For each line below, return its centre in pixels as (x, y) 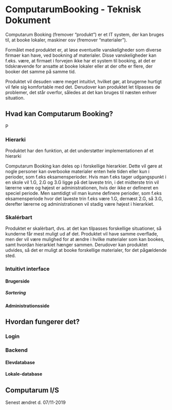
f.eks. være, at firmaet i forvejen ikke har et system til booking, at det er (81, 60)
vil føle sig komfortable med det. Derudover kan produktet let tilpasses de (83, 87)
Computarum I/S (32, 390)
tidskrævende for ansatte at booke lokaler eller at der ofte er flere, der (79, 66)
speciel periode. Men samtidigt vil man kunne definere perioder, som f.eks (84, 193)
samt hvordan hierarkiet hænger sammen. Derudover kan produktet (77, 245)
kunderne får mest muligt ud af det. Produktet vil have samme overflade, (82, 234)
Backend (17, 350)
